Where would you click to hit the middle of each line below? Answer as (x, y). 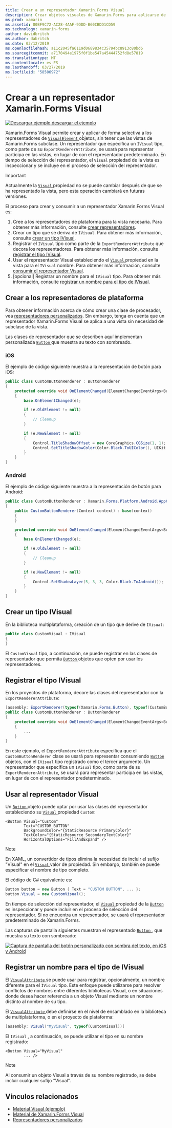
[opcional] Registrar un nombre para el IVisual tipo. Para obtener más (87, 276)
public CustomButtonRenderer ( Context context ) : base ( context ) (83, 511)
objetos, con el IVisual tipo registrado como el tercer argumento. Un (78, 762)
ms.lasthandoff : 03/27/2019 (35, 67)
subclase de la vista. (27, 326)
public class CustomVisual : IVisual (46, 634)
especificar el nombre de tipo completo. (47, 870)
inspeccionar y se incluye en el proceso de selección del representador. (81, 165)
